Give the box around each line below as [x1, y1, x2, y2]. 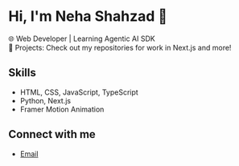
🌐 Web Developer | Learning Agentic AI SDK [8, 34, 155, 43]
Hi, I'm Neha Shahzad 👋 [8, 7, 167, 26]
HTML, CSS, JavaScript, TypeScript [19, 87, 138, 97]
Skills [8, 66, 36, 79]
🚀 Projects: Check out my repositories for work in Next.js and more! [8, 43, 232, 52]
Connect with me [8, 128, 97, 141]
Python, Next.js [19, 95, 72, 105]
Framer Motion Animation [19, 104, 105, 114]
